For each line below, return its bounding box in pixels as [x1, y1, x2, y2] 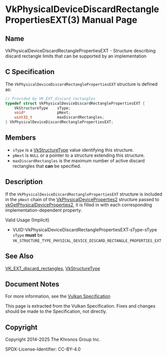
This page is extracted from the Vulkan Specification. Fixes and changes [5, 303, 156, 309]
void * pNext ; [14, 110, 71, 115]
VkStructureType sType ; [14, 105, 71, 110]
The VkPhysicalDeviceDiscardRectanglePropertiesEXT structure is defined [5, 81, 158, 87]
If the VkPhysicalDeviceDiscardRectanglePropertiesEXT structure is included [5, 191, 162, 197]
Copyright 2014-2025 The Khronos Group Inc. [5, 336, 101, 342]
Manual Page [81, 14, 137, 26]
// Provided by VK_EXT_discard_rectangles [5, 96, 96, 101]
